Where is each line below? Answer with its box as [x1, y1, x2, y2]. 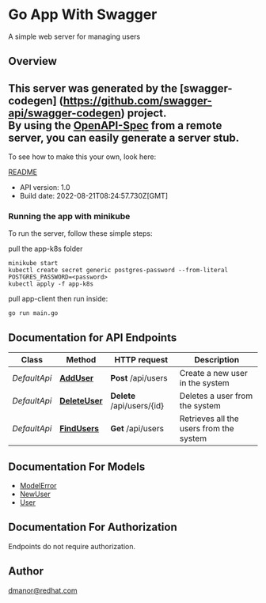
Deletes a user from [179, 390, 253, 401]
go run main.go [8, 309, 59, 317]
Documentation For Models [8, 460, 146, 473]
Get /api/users [110, 423, 165, 434]
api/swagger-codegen [8, 106, 121, 119]
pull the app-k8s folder [8, 244, 83, 254]
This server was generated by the [8, 82, 178, 95]
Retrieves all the [179, 413, 239, 424]
